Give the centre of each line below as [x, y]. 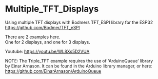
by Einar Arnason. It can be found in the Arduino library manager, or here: [79, 66]
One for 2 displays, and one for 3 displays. [48, 42]
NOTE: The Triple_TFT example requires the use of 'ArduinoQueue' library [79, 61]
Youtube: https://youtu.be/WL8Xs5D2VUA [47, 51]
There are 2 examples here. [33, 37]
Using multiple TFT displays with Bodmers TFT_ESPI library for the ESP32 [79, 22]
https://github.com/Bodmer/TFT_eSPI [43, 27]
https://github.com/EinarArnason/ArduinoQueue [53, 71]
